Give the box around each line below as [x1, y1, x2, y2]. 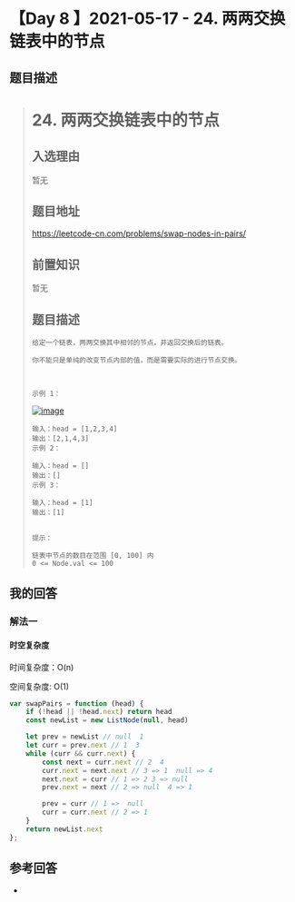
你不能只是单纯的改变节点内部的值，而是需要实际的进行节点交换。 [31, 356, 242, 365]
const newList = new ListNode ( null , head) [25, 716, 189, 725]
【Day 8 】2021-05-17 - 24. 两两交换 [9, 8, 286, 29]
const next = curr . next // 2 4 [42, 758, 165, 767]
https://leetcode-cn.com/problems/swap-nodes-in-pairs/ [31, 228, 247, 239]
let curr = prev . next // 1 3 [25, 741, 141, 750]
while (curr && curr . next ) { [25, 748, 136, 758]
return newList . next [25, 824, 103, 834]
